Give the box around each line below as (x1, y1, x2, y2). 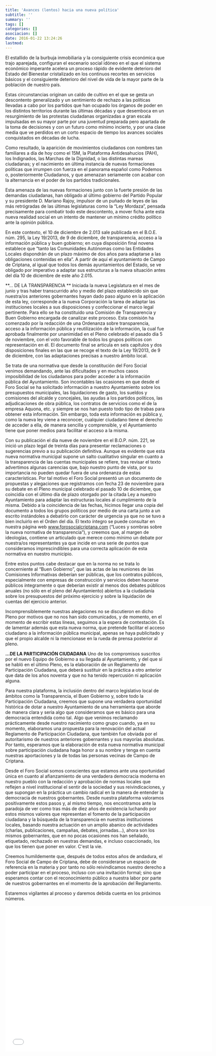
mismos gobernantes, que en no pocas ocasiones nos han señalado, (5, 833, 149, 839)
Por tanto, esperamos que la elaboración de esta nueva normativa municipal (5, 741, 165, 748)
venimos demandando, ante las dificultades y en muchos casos (5, 367, 139, 374)
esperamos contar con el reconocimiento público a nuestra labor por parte (5, 875, 162, 881)
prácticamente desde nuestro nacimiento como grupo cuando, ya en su (5, 720, 156, 726)
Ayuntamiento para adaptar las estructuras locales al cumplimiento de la (5, 497, 157, 503)
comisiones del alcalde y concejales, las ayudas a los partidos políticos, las (5, 395, 163, 401)
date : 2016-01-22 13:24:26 (5, 36, 63, 41)
